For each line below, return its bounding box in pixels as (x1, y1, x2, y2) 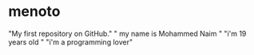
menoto (8, 2, 61, 21)
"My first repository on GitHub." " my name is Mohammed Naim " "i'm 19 (8, 29, 247, 38)
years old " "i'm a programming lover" (8, 37, 133, 46)
